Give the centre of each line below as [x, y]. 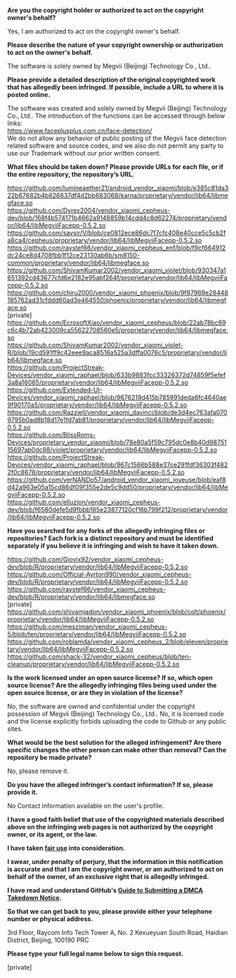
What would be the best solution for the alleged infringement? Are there [114, 742]
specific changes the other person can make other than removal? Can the [117, 750]
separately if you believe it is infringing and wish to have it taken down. [113, 546]
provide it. [22, 792]
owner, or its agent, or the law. [52, 834]
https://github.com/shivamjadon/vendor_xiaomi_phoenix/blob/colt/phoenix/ [117, 612]
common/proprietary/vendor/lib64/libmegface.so [78, 263]
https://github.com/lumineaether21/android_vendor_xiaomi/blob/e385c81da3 [118, 188]
